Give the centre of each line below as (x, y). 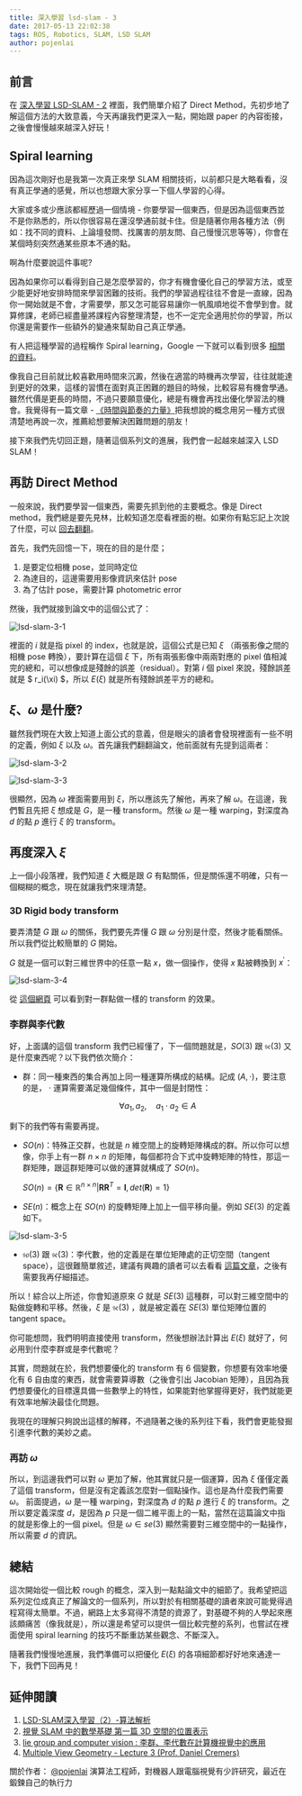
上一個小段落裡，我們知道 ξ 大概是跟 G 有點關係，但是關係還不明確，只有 (145, 875)
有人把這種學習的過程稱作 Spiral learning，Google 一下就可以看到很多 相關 (147, 345)
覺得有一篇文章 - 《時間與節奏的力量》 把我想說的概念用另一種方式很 (159, 410)
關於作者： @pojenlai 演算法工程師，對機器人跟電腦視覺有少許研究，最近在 (148, 1771)
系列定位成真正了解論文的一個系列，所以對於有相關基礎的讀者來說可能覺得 (147, 1601)
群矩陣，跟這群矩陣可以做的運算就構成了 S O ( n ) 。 (113, 1168)
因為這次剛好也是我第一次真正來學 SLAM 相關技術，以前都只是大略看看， (145, 179)
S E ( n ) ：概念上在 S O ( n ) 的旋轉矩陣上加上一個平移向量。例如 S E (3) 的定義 (156, 1207)
